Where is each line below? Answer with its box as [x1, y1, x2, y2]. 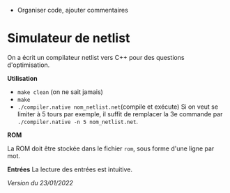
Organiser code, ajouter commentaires [17, 6, 129, 14]
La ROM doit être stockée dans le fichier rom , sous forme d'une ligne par [7, 144, 215, 153]
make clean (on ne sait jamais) [17, 87, 103, 96]
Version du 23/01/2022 [7, 178, 73, 187]
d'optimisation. [7, 61, 50, 69]
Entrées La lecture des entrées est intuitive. [7, 165, 132, 173]
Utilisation [7, 74, 38, 82]
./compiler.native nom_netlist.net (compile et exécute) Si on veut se [17, 102, 218, 111]
